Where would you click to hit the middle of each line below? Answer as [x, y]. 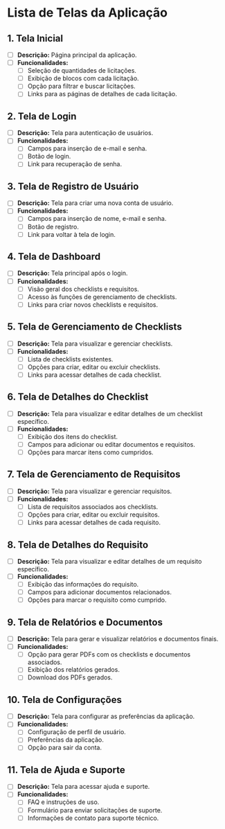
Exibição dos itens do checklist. [73, 436]
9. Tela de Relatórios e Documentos [85, 622]
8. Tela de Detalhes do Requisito [78, 545]
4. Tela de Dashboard [54, 257]
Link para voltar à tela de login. [72, 234]
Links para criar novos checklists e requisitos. [93, 304]
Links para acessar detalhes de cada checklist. [94, 375]
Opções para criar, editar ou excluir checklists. [94, 367]
